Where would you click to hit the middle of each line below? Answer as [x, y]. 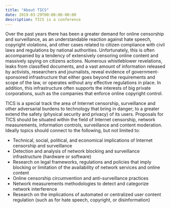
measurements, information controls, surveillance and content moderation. [84, 125]
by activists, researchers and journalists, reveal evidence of [68, 72]
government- [145, 72]
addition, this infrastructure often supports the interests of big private [78, 88]
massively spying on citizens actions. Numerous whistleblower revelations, [84, 61]
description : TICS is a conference [43, 19]
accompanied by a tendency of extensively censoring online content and [82, 56]
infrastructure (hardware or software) [52, 157]
